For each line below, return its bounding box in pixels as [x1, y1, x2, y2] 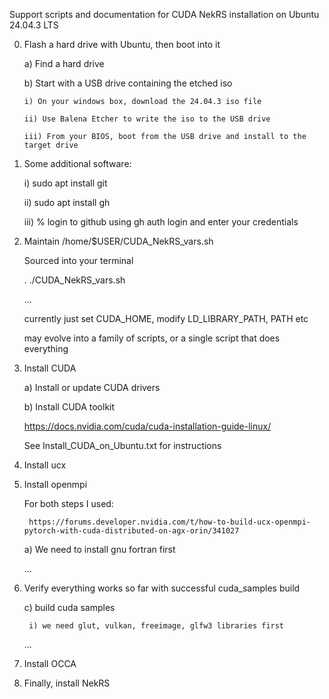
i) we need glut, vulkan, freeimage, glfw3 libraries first [28, 621, 285, 631]
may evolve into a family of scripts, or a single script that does [23, 332, 281, 344]
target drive [23, 140, 79, 150]
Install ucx [23, 459, 67, 471]
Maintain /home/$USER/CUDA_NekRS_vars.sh [23, 235, 214, 247]
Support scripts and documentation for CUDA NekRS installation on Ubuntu [9, 9, 320, 20]
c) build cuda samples [23, 602, 116, 613]
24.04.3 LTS [9, 19, 59, 31]
